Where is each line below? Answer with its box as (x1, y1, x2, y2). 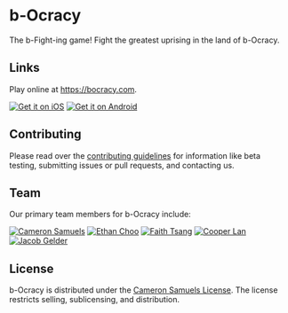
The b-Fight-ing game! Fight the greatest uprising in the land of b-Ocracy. (9, 35, 280, 45)
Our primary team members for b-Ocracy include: (9, 209, 191, 220)
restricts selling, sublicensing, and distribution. (9, 294, 180, 305)
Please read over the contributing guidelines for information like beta (9, 150, 260, 160)
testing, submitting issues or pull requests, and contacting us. (9, 160, 235, 170)
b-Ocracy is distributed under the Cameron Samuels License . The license (9, 285, 278, 295)
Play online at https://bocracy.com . (9, 83, 138, 94)
